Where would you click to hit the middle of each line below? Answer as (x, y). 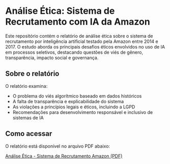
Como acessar (29, 134)
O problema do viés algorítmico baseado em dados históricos (77, 96)
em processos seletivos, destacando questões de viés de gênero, (74, 52)
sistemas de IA (28, 118)
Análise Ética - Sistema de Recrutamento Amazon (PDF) (64, 156)
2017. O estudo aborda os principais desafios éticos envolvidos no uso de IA (85, 46)
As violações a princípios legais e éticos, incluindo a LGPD (74, 107)
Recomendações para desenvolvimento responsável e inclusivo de (83, 112)
